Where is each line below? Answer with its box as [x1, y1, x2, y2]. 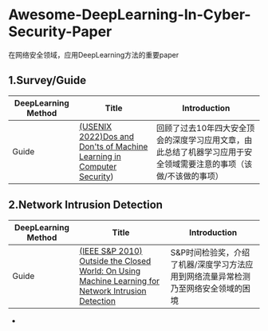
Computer [78, 161, 117, 172]
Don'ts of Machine [78, 141, 148, 152]
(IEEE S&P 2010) [79, 245, 143, 257]
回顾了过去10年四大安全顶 [156, 122, 255, 134]
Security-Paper [8, 22, 112, 41]
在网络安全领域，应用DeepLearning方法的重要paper [8, 50, 179, 59]
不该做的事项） [167, 170, 223, 181]
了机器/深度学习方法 [170, 258, 246, 269]
